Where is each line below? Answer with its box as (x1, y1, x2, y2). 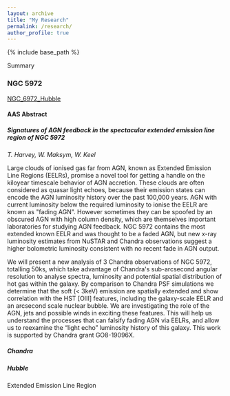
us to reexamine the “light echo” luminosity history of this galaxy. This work (7, 324, 221, 332)
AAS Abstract (7, 110, 48, 118)
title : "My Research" (7, 17, 70, 23)
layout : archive (7, 10, 54, 17)
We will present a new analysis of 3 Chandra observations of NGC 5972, (7, 258, 212, 266)
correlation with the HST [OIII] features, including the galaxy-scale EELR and (7, 294, 224, 303)
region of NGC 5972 (7, 133, 65, 141)
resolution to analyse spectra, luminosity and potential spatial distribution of (7, 273, 222, 281)
